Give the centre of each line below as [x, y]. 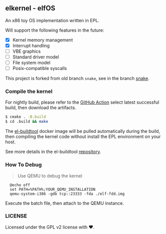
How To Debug [23, 165]
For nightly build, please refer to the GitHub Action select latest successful [82, 102]
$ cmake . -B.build [26, 117]
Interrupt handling [31, 45]
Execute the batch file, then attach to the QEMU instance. [65, 203]
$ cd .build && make [27, 122]
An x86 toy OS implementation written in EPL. [52, 20]
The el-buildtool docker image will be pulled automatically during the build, [83, 131]
